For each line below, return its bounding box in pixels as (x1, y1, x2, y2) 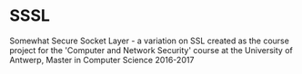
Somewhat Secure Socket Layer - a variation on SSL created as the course (9, 35, 289, 46)
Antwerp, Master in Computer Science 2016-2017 (9, 54, 195, 65)
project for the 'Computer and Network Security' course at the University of (9, 44, 293, 55)
